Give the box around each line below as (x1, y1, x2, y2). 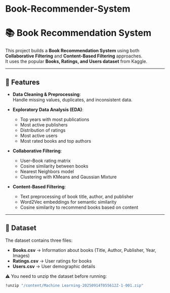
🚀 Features (5, 78, 40, 86)
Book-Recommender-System (5, 3, 131, 15)
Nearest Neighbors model (20, 168, 74, 174)
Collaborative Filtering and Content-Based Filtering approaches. (5, 53, 143, 59)
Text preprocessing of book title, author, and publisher (20, 193, 134, 200)
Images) (12, 252, 30, 258)
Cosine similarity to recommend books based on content (20, 204, 139, 210)
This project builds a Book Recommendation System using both (5, 48, 140, 54)
